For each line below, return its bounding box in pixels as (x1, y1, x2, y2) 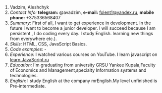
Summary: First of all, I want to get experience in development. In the (9, 20, 151, 26)
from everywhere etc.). (9, 36, 57, 42)
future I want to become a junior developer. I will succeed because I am (9, 25, 156, 31)
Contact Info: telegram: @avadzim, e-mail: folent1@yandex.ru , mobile (9, 9, 155, 15)
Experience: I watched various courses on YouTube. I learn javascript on (9, 51, 158, 57)
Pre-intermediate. (9, 83, 46, 89)
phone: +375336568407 (9, 15, 61, 20)
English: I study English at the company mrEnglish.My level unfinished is (9, 78, 158, 84)
